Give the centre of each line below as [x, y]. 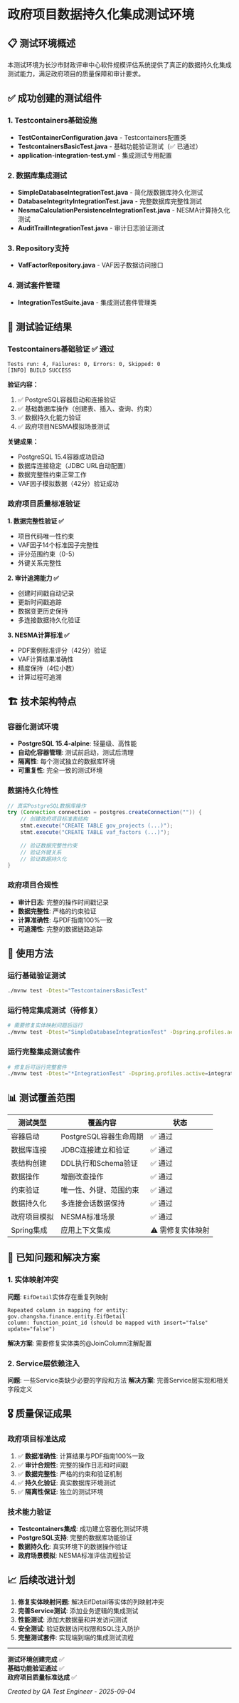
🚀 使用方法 [30, 953]
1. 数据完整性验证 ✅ [36, 521]
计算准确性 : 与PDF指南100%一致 [65, 920]
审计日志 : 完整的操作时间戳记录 [63, 902]
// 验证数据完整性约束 [49, 845]
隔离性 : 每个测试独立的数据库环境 [66, 761]
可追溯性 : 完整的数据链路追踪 [60, 929]
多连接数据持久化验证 [49, 620]
